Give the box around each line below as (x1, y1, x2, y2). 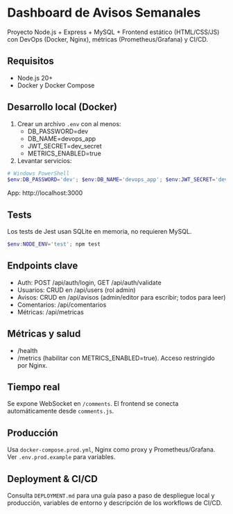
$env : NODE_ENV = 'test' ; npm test (7, 241, 101, 248)
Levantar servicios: (17, 156, 72, 164)
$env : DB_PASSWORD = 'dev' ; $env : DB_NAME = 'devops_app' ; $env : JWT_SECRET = (7, 176, 216, 183)
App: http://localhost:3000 (7, 189, 83, 197)
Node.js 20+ (17, 74, 53, 82)
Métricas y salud (7, 328, 81, 340)
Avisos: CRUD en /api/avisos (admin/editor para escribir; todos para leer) (17, 293, 226, 301)
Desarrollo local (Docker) (7, 101, 118, 113)
